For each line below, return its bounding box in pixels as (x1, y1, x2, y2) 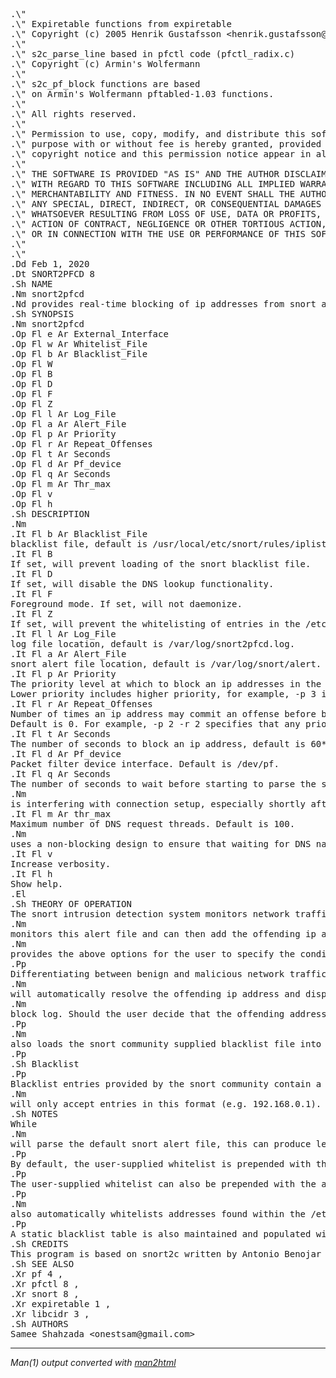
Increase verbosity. (10, 859, 112, 869)
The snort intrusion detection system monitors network (10, 909, 290, 919)
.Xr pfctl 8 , (10, 1279, 80, 1289)
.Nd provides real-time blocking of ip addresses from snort (10, 299, 317, 309)
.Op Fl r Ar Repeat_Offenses (10, 439, 153, 449)
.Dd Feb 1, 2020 (10, 259, 90, 269)
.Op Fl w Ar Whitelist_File (10, 339, 148, 349)
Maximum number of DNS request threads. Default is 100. (10, 819, 296, 829)
